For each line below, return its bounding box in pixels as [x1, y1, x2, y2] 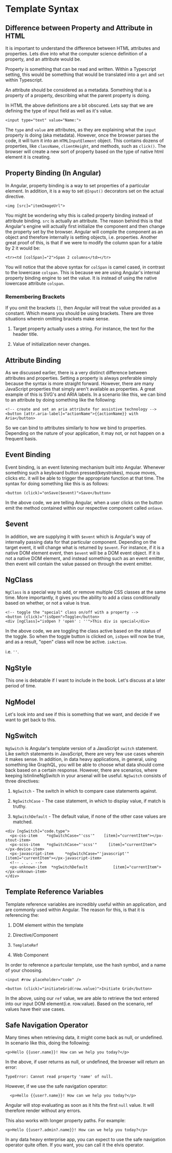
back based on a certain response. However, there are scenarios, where [5, 767, 158, 773]
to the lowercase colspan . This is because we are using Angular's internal [5, 269, 160, 275]
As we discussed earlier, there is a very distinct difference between [5, 369, 147, 375]
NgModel [5, 698, 36, 706]
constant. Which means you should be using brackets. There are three [5, 310, 154, 316]
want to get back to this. [5, 717, 56, 723]
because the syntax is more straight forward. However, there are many [5, 380, 154, 387]
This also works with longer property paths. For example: [5, 1118, 126, 1124]
